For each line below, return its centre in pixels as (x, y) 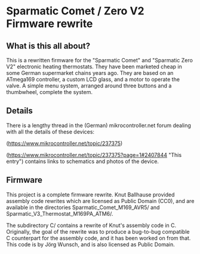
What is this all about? (48, 46)
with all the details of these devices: (50, 131)
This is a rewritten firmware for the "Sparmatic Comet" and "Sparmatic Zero (99, 60)
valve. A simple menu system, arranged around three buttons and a (89, 86)
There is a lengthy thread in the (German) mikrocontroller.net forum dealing (99, 125)
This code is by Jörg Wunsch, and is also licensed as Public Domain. (90, 244)
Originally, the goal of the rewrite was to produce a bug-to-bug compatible (98, 231)
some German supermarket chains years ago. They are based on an (90, 73)
